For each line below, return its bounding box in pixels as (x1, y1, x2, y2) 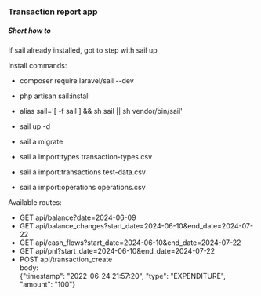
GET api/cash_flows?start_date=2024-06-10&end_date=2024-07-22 (19, 238, 241, 247)
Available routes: (8, 197, 62, 206)
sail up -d (19, 121, 51, 131)
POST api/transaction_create (19, 254, 113, 264)
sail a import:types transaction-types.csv (19, 152, 153, 161)
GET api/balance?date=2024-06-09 (19, 213, 136, 222)
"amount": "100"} (19, 280, 76, 289)
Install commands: (8, 60, 67, 70)
